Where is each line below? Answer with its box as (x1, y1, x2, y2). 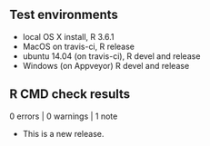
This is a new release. (22, 128, 105, 139)
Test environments (9, 7, 118, 23)
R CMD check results (9, 86, 131, 102)
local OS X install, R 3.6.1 (22, 31, 115, 42)
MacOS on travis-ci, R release (22, 41, 135, 52)
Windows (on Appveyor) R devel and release (22, 60, 190, 71)
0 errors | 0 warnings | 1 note (9, 111, 118, 122)
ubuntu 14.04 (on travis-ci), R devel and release (22, 50, 201, 62)
